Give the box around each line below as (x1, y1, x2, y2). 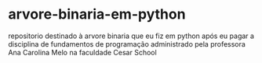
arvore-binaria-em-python (8, 5, 186, 23)
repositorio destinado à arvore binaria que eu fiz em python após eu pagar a (8, 31, 255, 40)
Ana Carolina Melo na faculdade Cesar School (8, 47, 157, 57)
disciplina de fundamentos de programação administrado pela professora (8, 39, 246, 48)
